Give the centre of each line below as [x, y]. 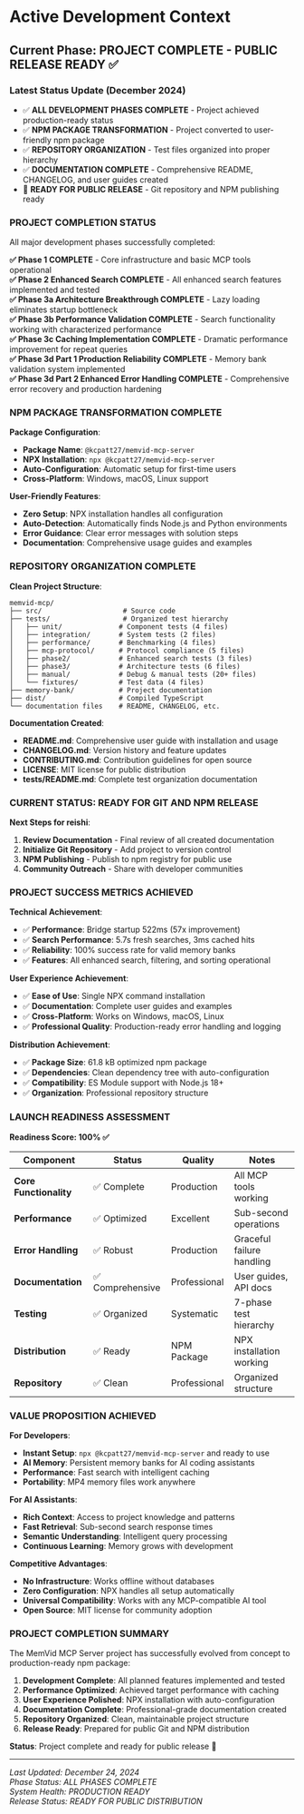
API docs [253, 1288]
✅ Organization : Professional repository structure [115, 1093]
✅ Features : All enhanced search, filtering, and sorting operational [147, 960]
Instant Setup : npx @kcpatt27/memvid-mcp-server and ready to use [146, 1453]
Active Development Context [120, 17]
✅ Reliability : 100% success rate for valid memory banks [129, 950]
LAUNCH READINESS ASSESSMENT [90, 1117]
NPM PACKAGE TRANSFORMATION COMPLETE [116, 413]
